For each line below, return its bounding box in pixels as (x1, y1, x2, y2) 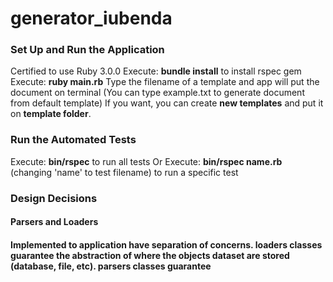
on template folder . (10, 108, 92, 120)
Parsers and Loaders (10, 216, 99, 228)
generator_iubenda (10, 7, 173, 30)
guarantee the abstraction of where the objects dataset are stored (10, 249, 290, 261)
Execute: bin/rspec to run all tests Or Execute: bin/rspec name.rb (10, 155, 283, 167)
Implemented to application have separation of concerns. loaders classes (10, 238, 323, 251)
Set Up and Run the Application (10, 43, 165, 57)
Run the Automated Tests (10, 133, 137, 147)
